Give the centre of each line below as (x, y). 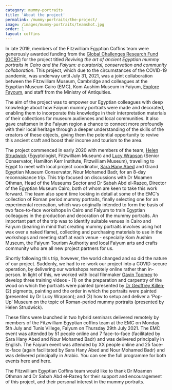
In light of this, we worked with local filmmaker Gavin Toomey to (90, 275)
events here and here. (28, 361)
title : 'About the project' (35, 15)
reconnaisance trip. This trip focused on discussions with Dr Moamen (79, 177)
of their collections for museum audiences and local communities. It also (82, 118)
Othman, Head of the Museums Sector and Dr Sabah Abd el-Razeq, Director (86, 183)
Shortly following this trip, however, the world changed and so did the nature (86, 258)
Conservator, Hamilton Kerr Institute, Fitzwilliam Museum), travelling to (80, 161)
